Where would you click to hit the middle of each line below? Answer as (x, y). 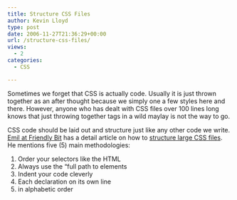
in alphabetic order (45, 189)
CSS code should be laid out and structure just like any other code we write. (119, 130)
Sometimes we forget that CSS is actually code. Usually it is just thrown (112, 93)
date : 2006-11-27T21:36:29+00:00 (57, 34)
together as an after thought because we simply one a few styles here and (116, 101)
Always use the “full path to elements (72, 166)
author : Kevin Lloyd (38, 21)
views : (17, 47)
